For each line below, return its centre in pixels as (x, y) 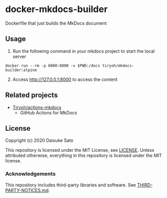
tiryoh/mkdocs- (118, 66)
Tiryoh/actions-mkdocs (37, 107)
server (19, 56)
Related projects (32, 95)
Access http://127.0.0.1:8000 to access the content (65, 79)
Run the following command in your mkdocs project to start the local (83, 51)
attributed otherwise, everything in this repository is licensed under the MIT (84, 156)
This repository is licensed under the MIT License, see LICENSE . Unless (80, 150)
